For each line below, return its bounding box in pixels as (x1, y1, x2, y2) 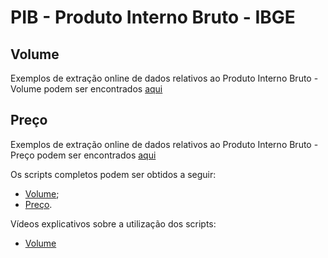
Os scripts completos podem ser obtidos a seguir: (10, 168, 217, 180)
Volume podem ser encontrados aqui (10, 83, 163, 95)
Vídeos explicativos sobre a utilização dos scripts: (10, 217, 217, 230)
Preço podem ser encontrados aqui (10, 149, 157, 161)
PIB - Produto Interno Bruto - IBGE (10, 6, 296, 29)
